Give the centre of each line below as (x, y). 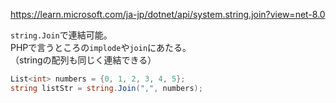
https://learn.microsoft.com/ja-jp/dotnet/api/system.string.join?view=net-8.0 (168, 14)
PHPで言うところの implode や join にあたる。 (101, 47)
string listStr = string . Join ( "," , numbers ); (106, 88)
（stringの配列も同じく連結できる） (83, 60)
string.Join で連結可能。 (61, 35)
